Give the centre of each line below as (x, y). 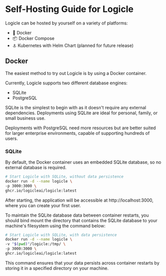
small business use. (25, 118)
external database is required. (36, 168)
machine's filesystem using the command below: (55, 226)
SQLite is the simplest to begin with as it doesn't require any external (76, 107)
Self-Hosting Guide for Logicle (69, 9)
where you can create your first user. (43, 205)
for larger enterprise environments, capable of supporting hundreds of (78, 133)
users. (12, 138)
